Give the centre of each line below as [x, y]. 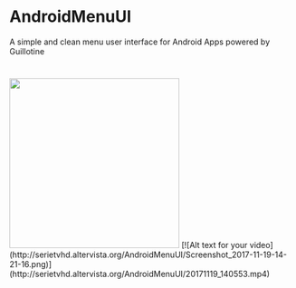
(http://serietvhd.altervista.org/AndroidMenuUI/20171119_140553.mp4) [139, 274]
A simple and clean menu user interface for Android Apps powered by [140, 42]
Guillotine [27, 51]
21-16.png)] [31, 264]
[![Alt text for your [214, 245]
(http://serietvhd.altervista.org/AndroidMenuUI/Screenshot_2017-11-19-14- [148, 254]
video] [261, 245]
